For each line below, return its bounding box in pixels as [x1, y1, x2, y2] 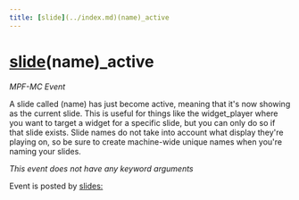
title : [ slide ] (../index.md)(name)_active [9, 12, 170, 22]
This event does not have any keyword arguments [9, 162, 194, 174]
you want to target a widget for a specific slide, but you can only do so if [9, 117, 276, 128]
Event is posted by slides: [9, 180, 104, 191]
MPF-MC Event [9, 81, 66, 92]
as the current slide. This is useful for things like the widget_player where [9, 108, 278, 119]
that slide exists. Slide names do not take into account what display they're [9, 127, 284, 137]
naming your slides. [9, 146, 82, 156]
